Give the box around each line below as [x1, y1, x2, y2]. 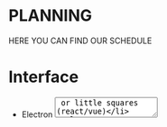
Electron [21, 109, 53, 120]
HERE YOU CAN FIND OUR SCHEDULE [8, 35, 153, 46]
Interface [8, 67, 79, 87]
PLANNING [8, 5, 92, 26]
